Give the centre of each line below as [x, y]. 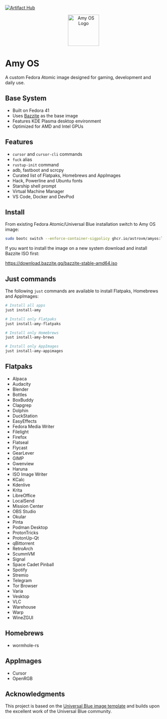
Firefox [20, 437]
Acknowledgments [35, 694]
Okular [19, 517]
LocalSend [23, 501]
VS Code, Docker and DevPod [43, 196]
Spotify [20, 570]
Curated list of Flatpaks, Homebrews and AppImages [66, 175]
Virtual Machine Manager [38, 191]
